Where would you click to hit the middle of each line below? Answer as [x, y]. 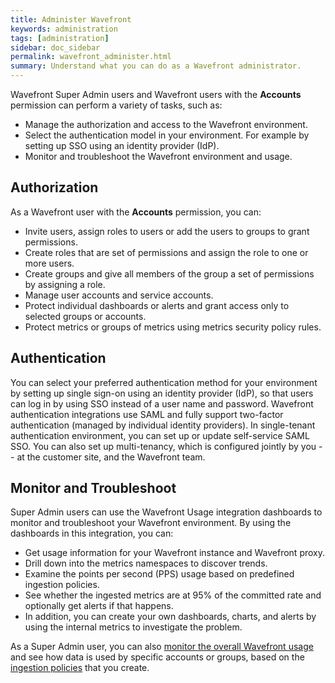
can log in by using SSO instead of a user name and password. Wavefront [162, 403]
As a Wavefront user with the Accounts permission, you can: [136, 212]
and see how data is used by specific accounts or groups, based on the [157, 657]
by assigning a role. [65, 284]
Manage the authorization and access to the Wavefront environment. [166, 124]
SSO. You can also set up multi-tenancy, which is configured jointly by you [163, 446]
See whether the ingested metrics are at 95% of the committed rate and [173, 595]
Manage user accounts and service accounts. [119, 295]
